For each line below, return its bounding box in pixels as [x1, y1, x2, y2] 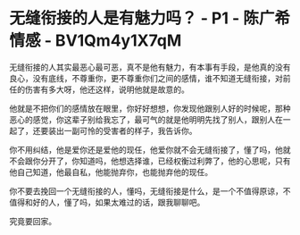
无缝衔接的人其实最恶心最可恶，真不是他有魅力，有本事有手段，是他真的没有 [9, 62, 291, 72]
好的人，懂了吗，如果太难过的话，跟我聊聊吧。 [32, 197, 205, 207]
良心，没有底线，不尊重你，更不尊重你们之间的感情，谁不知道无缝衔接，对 [9, 72, 283, 83]
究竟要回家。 [9, 215, 56, 226]
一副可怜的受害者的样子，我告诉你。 [63, 125, 197, 136]
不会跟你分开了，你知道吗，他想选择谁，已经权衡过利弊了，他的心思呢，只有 [9, 155, 291, 166]
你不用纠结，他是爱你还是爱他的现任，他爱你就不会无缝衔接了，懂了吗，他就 [9, 144, 291, 155]
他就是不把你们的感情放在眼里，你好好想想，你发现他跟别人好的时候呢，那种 [9, 103, 291, 113]
